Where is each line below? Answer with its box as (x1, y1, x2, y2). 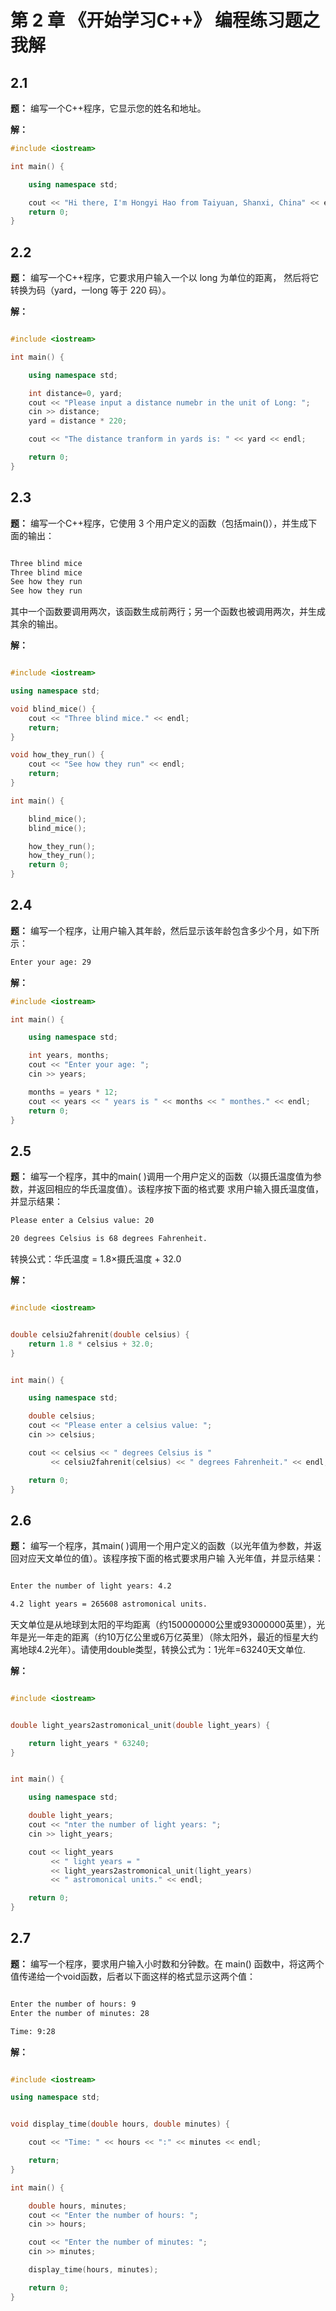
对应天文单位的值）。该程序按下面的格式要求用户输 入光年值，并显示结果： (18, 1552, 324, 1565)
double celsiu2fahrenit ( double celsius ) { (10, 1329, 190, 1340)
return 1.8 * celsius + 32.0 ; (28, 1339, 155, 1349)
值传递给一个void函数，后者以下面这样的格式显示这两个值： (10, 1970, 256, 1982)
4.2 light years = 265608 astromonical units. (10, 1599, 208, 1610)
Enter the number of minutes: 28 (10, 2008, 150, 2018)
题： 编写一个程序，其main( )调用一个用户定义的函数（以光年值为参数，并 (10, 1540, 313, 1552)
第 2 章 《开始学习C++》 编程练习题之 (10, 9, 320, 32)
